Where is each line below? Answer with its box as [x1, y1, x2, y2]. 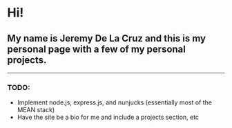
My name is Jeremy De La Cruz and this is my [7, 33, 206, 44]
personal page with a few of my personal [7, 43, 186, 55]
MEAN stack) [17, 106, 55, 114]
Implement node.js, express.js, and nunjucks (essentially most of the [17, 98, 213, 107]
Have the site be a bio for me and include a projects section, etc [17, 113, 199, 122]
